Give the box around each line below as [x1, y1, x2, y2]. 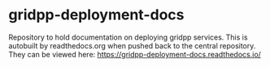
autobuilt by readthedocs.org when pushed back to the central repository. [8, 40, 256, 50]
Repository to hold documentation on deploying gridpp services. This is [8, 32, 248, 42]
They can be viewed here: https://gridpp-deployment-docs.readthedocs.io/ [8, 49, 262, 59]
